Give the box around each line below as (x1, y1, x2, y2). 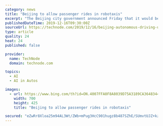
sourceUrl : (5, 25, 27, 30)
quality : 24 (5, 34, 29, 39)
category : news (5, 7, 36, 12)
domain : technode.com (9, 61, 53, 66)
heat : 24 (5, 39, 23, 43)
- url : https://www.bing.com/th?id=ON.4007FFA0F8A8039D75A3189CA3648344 (9, 91, 160, 97)
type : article (5, 29, 34, 34)
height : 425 (14, 100, 38, 105)
